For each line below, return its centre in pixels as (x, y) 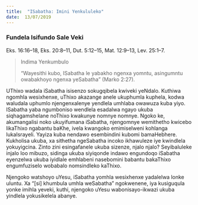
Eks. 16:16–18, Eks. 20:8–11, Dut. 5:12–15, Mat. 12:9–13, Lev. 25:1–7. (86, 50)
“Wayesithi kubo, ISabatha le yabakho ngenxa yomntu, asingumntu (102, 73)
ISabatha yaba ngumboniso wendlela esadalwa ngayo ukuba (80, 109)
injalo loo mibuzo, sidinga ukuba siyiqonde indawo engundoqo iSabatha (93, 153)
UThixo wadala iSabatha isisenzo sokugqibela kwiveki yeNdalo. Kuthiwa (93, 90)
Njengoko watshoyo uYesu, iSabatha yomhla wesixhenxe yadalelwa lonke (95, 177)
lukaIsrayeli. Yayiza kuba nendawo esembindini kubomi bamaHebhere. (92, 134)
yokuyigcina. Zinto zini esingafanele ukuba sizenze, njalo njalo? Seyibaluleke (99, 147)
